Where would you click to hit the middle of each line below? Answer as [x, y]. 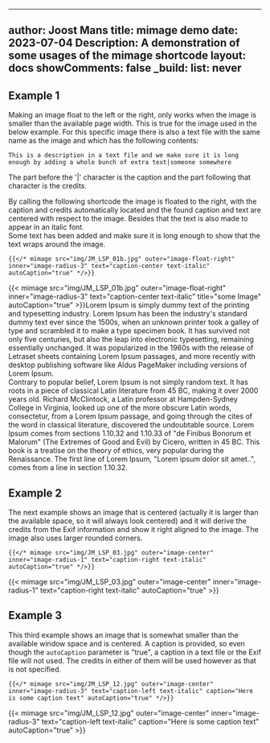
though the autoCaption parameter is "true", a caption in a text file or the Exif [135, 652]
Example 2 [35, 493]
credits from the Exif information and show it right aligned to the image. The [133, 530]
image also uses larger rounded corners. [76, 538]
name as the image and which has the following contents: [104, 141]
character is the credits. [47, 186]
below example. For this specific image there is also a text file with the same [135, 132]
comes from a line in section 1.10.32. [68, 468]
